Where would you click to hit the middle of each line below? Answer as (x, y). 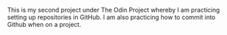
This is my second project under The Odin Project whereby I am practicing (113, 10)
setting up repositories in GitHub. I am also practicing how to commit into (111, 17)
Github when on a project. (44, 24)
